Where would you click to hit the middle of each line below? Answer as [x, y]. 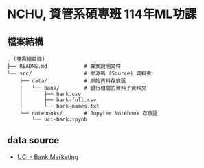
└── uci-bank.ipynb [60, 119]
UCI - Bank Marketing [48, 157]
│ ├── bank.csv [50, 94]
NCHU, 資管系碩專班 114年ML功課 [102, 14]
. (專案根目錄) [26, 59]
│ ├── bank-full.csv [58, 100]
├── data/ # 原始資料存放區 [73, 81]
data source [33, 140]
